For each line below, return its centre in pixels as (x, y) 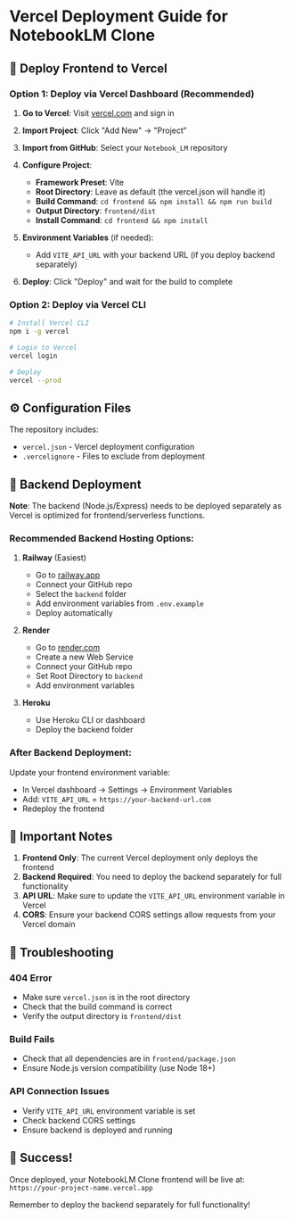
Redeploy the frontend (63, 809)
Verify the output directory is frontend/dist (102, 1016)
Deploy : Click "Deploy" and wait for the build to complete (127, 281)
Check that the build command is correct (97, 1007)
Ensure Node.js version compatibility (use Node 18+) (118, 1068)
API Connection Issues (59, 1091)
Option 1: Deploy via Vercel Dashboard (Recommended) (132, 94)
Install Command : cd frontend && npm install (122, 220)
